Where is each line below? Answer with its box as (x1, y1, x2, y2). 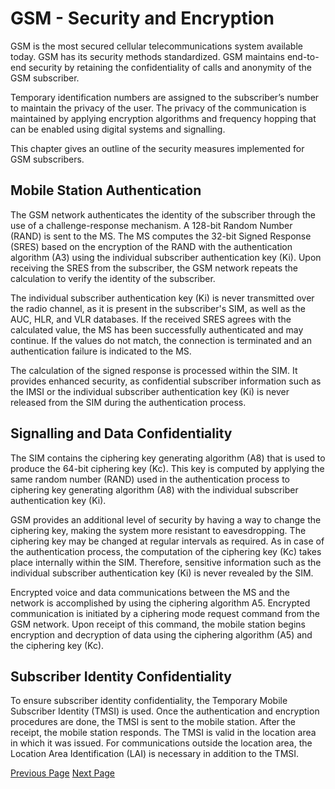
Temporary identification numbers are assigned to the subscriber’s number (10, 91, 320, 103)
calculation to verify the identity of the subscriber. (10, 272, 216, 284)
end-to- (286, 50, 320, 62)
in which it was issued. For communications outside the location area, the (10, 737, 313, 749)
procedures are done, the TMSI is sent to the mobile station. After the (10, 716, 296, 728)
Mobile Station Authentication (10, 182, 202, 199)
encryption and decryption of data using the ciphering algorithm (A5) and (10, 628, 313, 641)
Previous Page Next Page (10, 767, 116, 779)
